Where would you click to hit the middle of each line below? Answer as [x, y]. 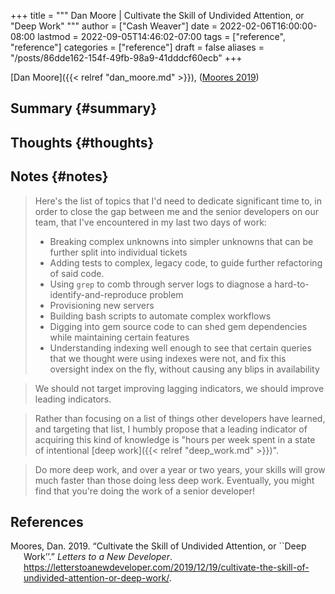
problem [166, 294]
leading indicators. [73, 399]
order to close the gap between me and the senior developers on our [177, 211]
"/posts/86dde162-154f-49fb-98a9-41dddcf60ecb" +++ [126, 58]
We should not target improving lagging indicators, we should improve [179, 388]
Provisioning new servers [102, 305]
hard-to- [292, 284]
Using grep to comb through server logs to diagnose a [161, 284]
